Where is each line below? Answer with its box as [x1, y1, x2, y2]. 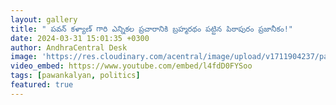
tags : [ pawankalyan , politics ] [10, 71, 141, 81]
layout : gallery [10, 14, 78, 25]
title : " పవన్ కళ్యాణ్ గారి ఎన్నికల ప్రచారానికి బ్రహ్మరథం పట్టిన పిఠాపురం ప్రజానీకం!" [10, 24, 293, 34]
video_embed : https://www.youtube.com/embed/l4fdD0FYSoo [10, 61, 253, 71]
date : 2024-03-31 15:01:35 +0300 [10, 33, 150, 43]
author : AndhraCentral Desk [10, 42, 128, 53]
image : [10, 52, 38, 62]
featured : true [10, 80, 74, 90]
